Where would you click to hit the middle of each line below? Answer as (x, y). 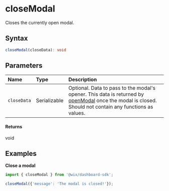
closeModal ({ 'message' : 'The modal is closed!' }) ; (59, 184)
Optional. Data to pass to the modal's (112, 88)
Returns (14, 127)
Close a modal (20, 165)
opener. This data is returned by (106, 94)
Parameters (24, 66)
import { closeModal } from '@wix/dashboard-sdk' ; (59, 175)
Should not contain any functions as (111, 107)
